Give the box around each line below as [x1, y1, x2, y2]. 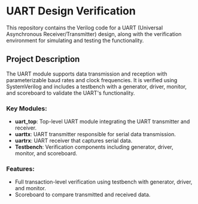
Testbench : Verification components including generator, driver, [14, 143, 173, 151]
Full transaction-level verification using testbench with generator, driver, [14, 178, 193, 185]
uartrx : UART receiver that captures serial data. [14, 137, 133, 145]
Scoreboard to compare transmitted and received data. [14, 191, 151, 199]
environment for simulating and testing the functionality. [6, 37, 144, 44]
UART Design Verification [6, 4, 136, 18]
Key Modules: [6, 104, 47, 112]
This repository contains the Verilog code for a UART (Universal [6, 24, 163, 31]
